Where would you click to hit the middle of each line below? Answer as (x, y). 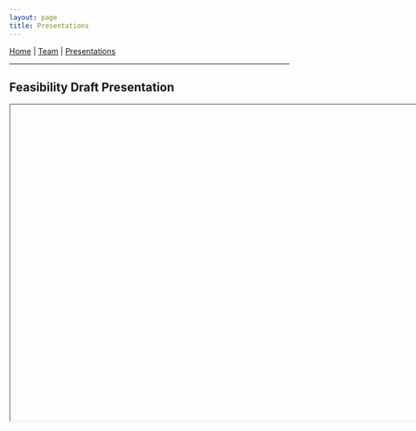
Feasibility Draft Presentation (92, 87)
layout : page (33, 17)
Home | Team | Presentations (63, 51)
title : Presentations (49, 26)
